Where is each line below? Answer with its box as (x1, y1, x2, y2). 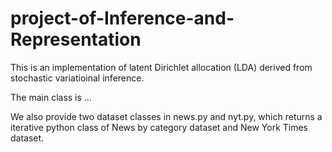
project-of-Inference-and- (10, 7, 235, 30)
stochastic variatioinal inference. (10, 72, 145, 84)
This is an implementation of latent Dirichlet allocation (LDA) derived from (10, 61, 313, 73)
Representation (10, 28, 142, 51)
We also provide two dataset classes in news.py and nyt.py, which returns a (10, 110, 323, 122)
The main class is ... (10, 91, 92, 103)
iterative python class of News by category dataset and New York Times (10, 121, 309, 133)
